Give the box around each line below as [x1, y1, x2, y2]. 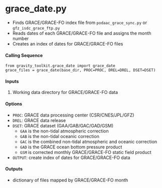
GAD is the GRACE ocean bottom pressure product [20, 143, 122, 150]
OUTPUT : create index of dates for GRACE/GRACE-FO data [12, 154, 130, 160]
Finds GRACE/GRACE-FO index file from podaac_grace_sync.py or [12, 19, 147, 25]
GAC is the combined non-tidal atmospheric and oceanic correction [20, 138, 157, 144]
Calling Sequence [5, 52, 43, 58]
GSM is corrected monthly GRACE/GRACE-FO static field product [20, 149, 151, 155]
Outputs [5, 166, 23, 172]
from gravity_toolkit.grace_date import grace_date [5, 63, 115, 68]
